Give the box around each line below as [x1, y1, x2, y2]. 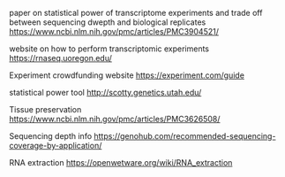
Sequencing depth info [9, 131, 93, 141]
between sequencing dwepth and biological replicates [9, 17, 206, 27]
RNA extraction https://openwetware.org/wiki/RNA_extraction [9, 158, 233, 167]
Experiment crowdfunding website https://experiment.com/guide [9, 70, 245, 81]
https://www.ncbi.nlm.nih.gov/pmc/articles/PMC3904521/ [9, 27, 219, 36]
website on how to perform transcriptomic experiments [9, 43, 210, 54]
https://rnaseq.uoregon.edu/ [9, 53, 113, 63]
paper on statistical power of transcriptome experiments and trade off [9, 8, 263, 18]
